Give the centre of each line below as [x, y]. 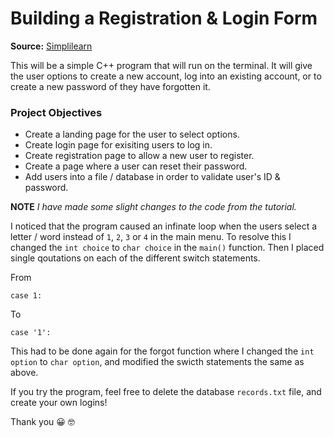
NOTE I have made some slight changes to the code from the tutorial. [153, 207]
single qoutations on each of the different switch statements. [135, 258]
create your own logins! [59, 403]
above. [24, 373]
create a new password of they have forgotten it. [110, 86]
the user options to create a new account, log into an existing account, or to [166, 76]
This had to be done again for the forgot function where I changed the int [162, 351]
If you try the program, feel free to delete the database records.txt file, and [166, 392]
